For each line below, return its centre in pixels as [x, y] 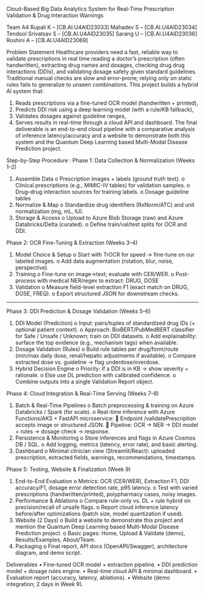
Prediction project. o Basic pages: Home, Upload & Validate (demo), [100, 533]
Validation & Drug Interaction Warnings [55, 15]
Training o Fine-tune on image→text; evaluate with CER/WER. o [95, 274]
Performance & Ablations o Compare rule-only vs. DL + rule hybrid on [103, 501]
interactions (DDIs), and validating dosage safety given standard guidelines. [102, 72]
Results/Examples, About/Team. [55, 539]
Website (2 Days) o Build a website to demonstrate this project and [99, 520]
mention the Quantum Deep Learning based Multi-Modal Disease [97, 527]
